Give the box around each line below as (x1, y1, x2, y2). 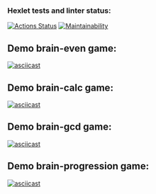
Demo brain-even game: (7, 42, 117, 55)
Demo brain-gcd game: (7, 121, 112, 133)
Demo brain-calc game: (7, 81, 113, 93)
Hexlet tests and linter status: (7, 6, 111, 16)
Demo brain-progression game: (7, 160, 150, 172)
